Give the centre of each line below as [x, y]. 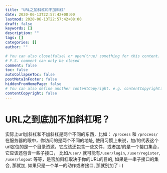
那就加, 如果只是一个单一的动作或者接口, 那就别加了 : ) [68, 165]
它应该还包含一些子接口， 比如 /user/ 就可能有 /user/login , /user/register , [83, 153]
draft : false [19, 24]
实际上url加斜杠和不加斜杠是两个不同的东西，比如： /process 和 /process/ [81, 134]
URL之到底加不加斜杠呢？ [58, 119]
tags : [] [14, 38]
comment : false [21, 65]
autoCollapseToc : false [30, 75]
